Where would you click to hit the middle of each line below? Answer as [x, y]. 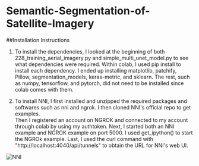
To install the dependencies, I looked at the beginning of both [90, 51]
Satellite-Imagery [50, 24]
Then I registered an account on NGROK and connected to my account [101, 120]
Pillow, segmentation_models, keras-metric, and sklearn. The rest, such [102, 77]
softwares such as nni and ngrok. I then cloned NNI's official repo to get [103, 107]
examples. [27, 114]
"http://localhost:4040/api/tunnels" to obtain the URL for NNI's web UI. [101, 145]
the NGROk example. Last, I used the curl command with [84, 139]
